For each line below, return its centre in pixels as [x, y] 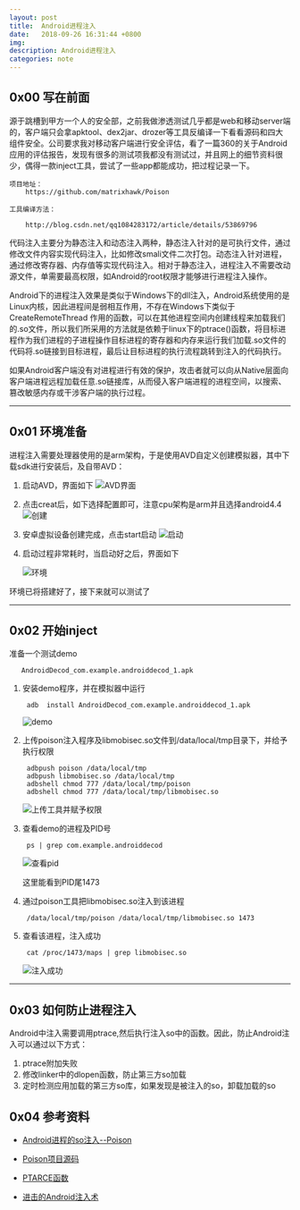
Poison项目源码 [50, 1159]
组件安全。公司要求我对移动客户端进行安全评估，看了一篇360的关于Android [149, 143]
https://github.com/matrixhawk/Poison [97, 192]
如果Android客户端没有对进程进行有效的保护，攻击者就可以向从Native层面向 [149, 370]
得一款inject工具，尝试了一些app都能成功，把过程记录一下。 [143, 165]
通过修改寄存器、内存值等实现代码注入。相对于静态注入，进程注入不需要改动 [150, 265]
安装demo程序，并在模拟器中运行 [83, 689]
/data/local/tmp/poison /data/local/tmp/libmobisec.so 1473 [141, 918]
